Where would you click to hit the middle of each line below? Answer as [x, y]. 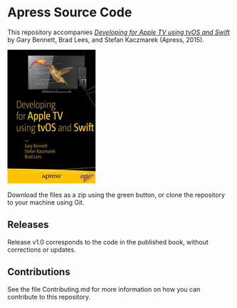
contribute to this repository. [49, 297]
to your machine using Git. [46, 202]
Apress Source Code [70, 12]
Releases [28, 225]
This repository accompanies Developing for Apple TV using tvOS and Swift [118, 32]
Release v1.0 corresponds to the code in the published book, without [108, 242]
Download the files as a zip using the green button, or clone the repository [116, 195]
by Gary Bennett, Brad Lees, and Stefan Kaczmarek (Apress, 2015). [106, 39]
